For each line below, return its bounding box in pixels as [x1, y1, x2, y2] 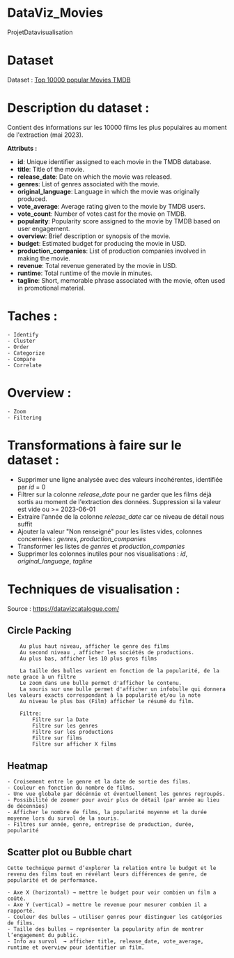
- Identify [7, 331, 39, 338]
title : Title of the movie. [17, 165, 85, 173]
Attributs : [7, 144, 38, 152]
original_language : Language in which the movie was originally [17, 187, 200, 196]
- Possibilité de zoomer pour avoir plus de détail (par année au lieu [7, 797, 219, 804]
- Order [7, 344, 30, 351]
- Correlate [7, 362, 42, 369]
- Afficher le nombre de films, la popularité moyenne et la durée [7, 809, 208, 816]
